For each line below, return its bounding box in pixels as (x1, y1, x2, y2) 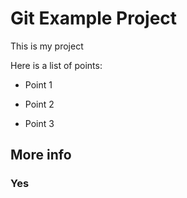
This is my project (10, 40, 84, 52)
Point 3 (24, 117, 55, 129)
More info (10, 147, 72, 164)
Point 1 (24, 78, 53, 91)
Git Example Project (10, 7, 178, 30)
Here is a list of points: (10, 59, 103, 71)
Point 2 (24, 98, 55, 110)
